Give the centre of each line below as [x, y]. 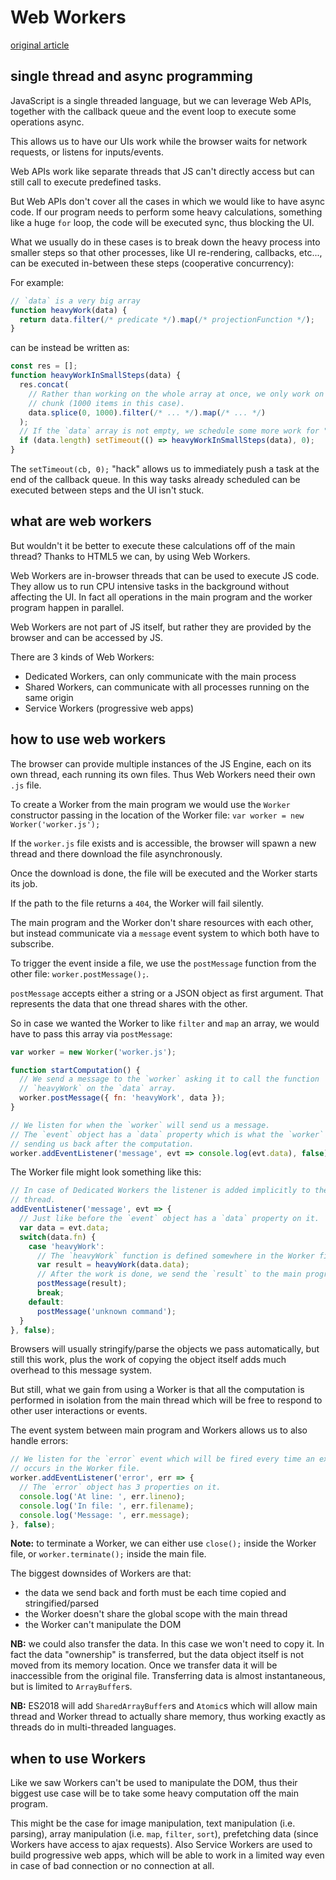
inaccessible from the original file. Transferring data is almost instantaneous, [168, 1676]
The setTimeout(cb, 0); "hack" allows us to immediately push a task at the [165, 469]
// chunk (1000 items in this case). [107, 403]
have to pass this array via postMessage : [91, 1033]
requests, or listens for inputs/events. [87, 152]
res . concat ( [44, 385]
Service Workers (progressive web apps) [109, 708]
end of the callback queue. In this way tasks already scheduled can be [155, 479]
